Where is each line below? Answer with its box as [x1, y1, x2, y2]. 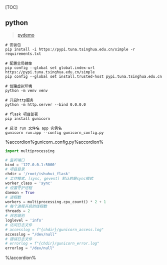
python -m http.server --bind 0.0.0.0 [5, 102, 86, 107]
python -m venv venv [5, 88, 48, 93]
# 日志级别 [5, 213, 25, 219]
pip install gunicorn [5, 116, 50, 121]
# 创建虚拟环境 [5, 83, 32, 89]
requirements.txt [5, 51, 41, 56]
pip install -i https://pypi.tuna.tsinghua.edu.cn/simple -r [5, 47, 135, 52]
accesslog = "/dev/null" [5, 232, 57, 237]
